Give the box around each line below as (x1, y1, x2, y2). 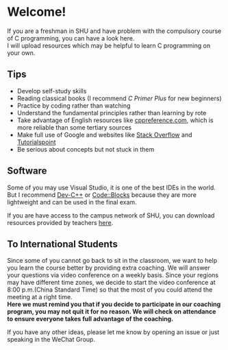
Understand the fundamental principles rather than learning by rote (16, 108, 207, 117)
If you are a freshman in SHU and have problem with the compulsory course (7, 27, 222, 35)
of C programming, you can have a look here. (7, 34, 135, 42)
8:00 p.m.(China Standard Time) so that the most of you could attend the (7, 285, 213, 294)
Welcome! (7, 4, 66, 20)
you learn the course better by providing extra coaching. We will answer (7, 264, 211, 272)
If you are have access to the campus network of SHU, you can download (7, 211, 215, 220)
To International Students (7, 238, 118, 250)
